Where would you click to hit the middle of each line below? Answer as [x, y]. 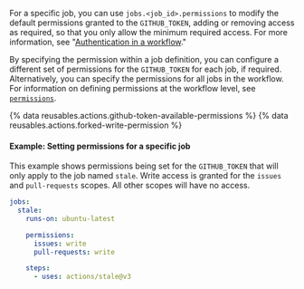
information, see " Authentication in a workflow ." [98, 42]
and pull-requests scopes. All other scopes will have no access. [130, 186]
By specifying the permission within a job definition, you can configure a [144, 59]
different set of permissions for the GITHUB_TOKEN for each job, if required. [146, 69]
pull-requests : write [74, 252]
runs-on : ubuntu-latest [71, 218]
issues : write [60, 244]
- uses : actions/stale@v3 [82, 277]
